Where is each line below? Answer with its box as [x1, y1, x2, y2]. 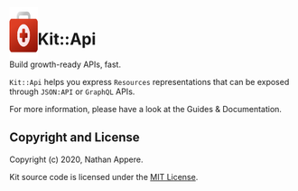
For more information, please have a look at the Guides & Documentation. [9, 103, 283, 114]
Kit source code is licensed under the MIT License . [9, 171, 199, 182]
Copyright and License [9, 129, 140, 146]
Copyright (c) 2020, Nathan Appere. [9, 154, 144, 165]
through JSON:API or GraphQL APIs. [9, 86, 135, 97]
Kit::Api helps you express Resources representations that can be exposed [9, 76, 290, 87]
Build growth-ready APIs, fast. [9, 59, 122, 70]
